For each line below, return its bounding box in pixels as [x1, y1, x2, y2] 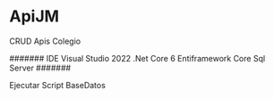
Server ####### [9, 62, 72, 73]
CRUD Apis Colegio [9, 36, 81, 46]
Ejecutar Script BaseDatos [9, 79, 106, 90]
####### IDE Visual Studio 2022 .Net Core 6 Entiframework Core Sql [9, 53, 266, 63]
